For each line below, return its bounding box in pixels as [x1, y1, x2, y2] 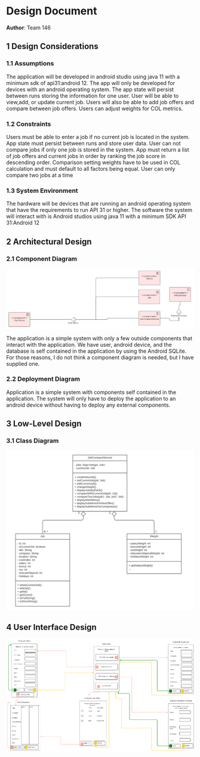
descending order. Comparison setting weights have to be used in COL [6, 159, 181, 166]
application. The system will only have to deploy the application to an [6, 395, 176, 402]
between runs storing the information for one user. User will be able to [6, 92, 179, 99]
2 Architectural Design [6, 237, 92, 247]
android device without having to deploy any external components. [6, 401, 171, 408]
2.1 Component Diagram [6, 255, 78, 263]
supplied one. [6, 360, 40, 367]
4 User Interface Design [6, 622, 97, 632]
